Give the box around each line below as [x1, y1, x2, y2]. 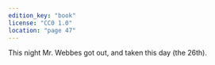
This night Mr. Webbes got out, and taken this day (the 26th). [8, 48, 208, 58]
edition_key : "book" [8, 11, 77, 20]
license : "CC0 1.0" [8, 19, 73, 27]
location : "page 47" [8, 26, 77, 34]
